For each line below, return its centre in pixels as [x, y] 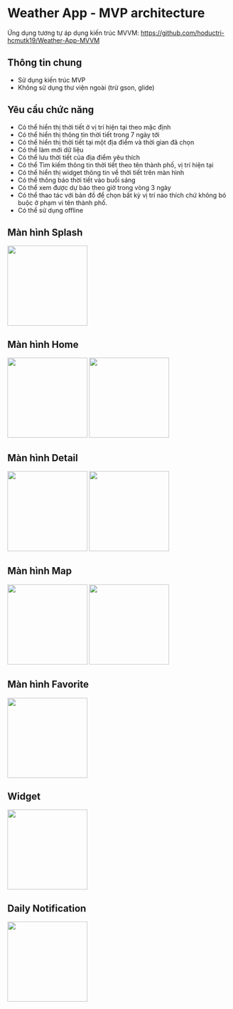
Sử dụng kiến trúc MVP [52, 80]
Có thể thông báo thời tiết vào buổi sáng [77, 180]
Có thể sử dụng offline [50, 210]
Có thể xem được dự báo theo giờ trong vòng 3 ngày [94, 187]
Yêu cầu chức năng [51, 110]
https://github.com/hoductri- [183, 33]
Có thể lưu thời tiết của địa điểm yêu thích [79, 157]
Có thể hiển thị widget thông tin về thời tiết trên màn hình [101, 172]
